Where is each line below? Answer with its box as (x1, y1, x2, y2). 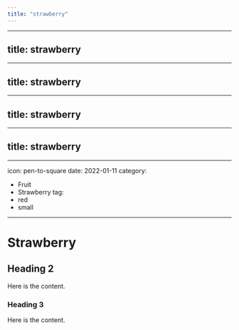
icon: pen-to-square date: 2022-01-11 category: (7, 166, 147, 175)
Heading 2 (7, 263, 55, 275)
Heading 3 (7, 299, 44, 309)
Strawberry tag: (17, 187, 64, 196)
